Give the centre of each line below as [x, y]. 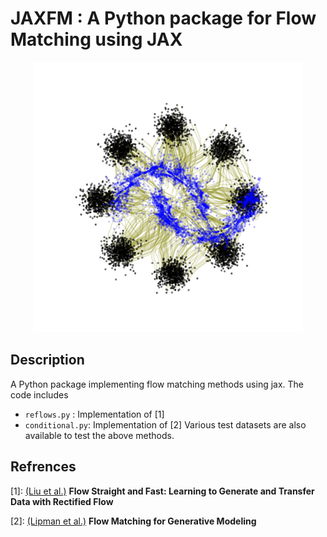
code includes [39, 394]
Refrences [43, 467]
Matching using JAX [96, 39]
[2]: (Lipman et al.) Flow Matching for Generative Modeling [133, 521]
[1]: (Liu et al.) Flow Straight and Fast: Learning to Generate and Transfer [162, 491]
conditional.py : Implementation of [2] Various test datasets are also [165, 424]
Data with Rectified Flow [62, 501]
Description [47, 360]
